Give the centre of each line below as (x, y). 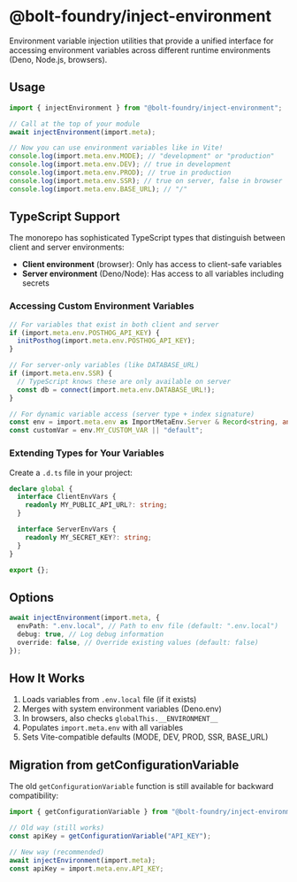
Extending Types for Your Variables (87, 453)
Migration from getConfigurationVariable (124, 765)
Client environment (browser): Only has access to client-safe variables (152, 265)
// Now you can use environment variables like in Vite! (116, 148)
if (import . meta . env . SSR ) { (61, 373)
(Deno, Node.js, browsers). (58, 59)
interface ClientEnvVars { (67, 497)
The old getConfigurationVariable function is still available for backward (141, 786)
